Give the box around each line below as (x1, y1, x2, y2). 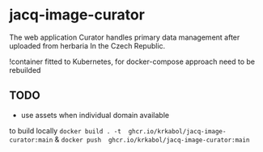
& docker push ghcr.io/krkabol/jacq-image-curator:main (54, 134, 250, 144)
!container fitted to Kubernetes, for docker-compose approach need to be (9, 57, 256, 66)
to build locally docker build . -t (9, 125, 122, 135)
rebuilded (9, 65, 41, 74)
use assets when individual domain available (20, 110, 169, 120)
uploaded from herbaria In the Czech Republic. (9, 40, 166, 50)
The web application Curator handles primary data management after (9, 32, 240, 42)
